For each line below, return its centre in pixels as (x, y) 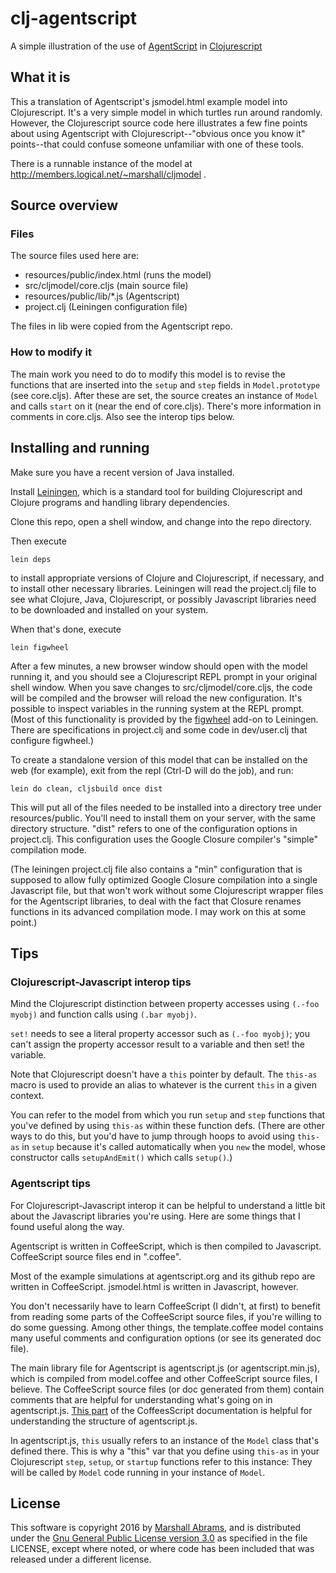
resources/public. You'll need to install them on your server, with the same (163, 818)
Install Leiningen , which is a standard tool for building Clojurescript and (156, 491)
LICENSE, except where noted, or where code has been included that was (162, 1549)
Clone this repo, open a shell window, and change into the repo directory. (161, 521)
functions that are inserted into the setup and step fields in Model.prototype (165, 384)
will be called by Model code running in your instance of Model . (138, 1472)
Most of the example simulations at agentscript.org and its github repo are (163, 1276)
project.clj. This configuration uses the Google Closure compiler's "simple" (164, 839)
